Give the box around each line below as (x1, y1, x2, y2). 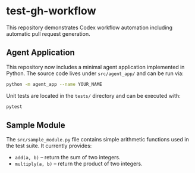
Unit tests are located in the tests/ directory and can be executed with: (6, 92, 181, 99)
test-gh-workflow (6, 4, 96, 18)
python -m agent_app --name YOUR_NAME (6, 81, 102, 87)
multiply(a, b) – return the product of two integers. (14, 160, 143, 168)
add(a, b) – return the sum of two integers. (14, 154, 121, 161)
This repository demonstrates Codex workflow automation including (6, 24, 173, 31)
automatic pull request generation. (6, 30, 90, 37)
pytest (6, 103, 23, 110)
